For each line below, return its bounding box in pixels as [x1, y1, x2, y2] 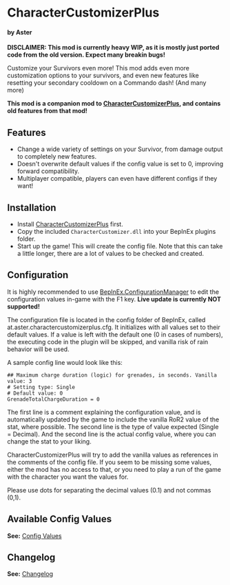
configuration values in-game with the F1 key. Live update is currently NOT [7, 295, 222, 303]
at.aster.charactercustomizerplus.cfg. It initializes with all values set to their [7, 323, 220, 331]
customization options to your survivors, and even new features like [7, 71, 200, 80]
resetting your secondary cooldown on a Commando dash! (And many [7, 79, 207, 87]
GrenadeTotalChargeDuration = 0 [7, 395, 100, 403]
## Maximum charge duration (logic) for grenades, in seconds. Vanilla [7, 371, 217, 379]
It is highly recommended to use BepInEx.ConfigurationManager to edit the [7, 288, 219, 296]
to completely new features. [17, 152, 97, 161]
